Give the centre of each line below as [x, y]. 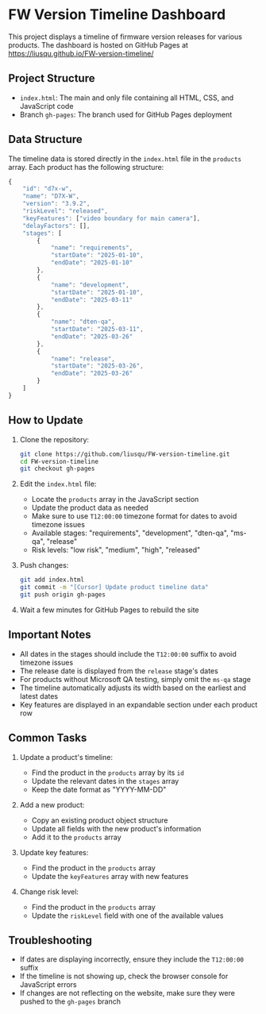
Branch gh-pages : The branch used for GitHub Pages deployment [126, 114]
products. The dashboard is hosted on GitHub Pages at [98, 44]
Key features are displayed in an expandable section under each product [139, 704]
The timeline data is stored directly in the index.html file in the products [125, 158]
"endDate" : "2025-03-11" [92, 299]
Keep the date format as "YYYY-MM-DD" [99, 789]
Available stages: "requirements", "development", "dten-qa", [130, 533]
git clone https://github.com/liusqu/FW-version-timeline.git [125, 454]
